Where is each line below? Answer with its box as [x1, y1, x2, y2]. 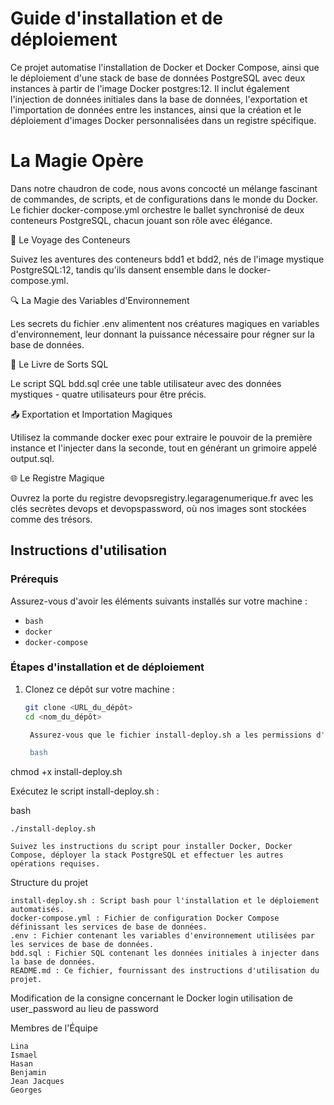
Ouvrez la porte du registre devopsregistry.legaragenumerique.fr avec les [10, 492, 314, 504]
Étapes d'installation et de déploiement [10, 660, 205, 674]
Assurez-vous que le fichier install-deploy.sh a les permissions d [29, 730, 322, 740]
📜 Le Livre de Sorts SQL [10, 358, 109, 370]
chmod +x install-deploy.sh [10, 766, 123, 778]
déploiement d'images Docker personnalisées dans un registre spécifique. [10, 114, 317, 126]
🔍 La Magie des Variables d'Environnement [10, 294, 190, 306]
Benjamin [10, 1068, 47, 1078]
